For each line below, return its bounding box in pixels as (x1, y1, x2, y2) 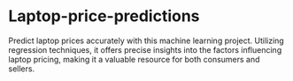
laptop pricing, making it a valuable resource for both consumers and (8, 54, 260, 64)
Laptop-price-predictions (8, 6, 200, 26)
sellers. (8, 63, 35, 74)
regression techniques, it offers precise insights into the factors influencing (8, 44, 282, 55)
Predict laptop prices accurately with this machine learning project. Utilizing (8, 35, 284, 46)
